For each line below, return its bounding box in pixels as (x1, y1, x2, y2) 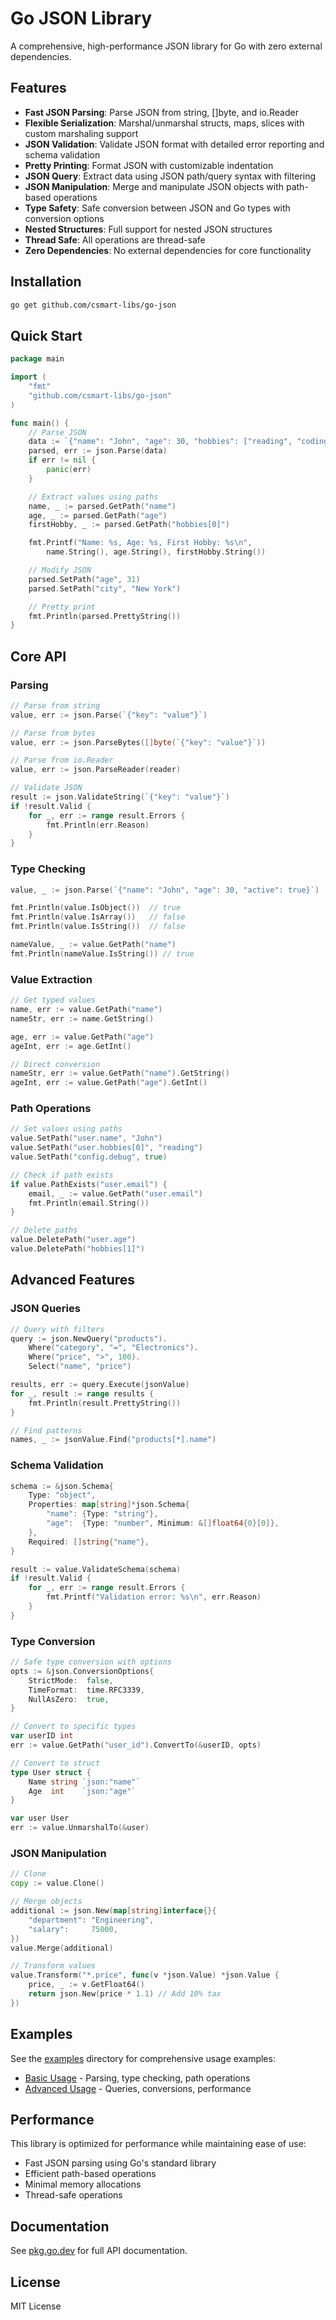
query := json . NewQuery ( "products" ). (10, 1333, 168, 1344)
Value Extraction (10, 972, 93, 986)
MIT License (10, 2300, 62, 2312)
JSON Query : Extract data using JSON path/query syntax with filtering (24, 170, 317, 182)
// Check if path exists (10, 1170, 114, 1180)
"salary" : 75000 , (28, 1924, 118, 1934)
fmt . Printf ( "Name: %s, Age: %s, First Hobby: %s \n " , (28, 538, 253, 548)
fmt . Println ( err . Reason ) (46, 820, 150, 830)
